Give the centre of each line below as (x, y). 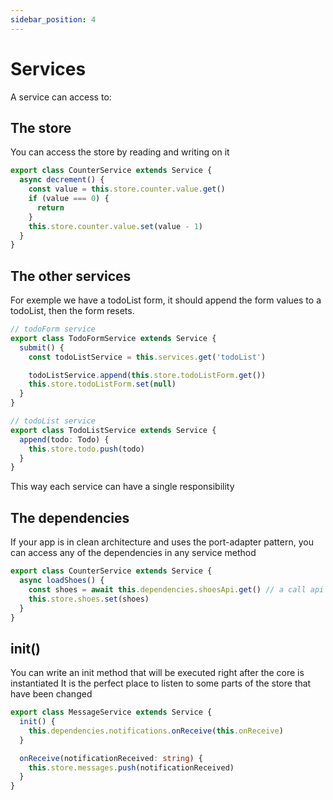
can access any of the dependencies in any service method (133, 553)
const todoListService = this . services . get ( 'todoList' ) (147, 357)
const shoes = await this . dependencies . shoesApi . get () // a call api (176, 589)
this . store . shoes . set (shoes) (89, 599)
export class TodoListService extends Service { (113, 430)
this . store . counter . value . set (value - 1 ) (115, 226)
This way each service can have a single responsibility (122, 487)
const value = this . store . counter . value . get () (127, 189)
